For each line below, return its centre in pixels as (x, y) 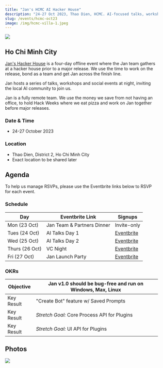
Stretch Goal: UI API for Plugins (72, 329)
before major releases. (27, 108)
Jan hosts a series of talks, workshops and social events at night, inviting (78, 84)
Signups (128, 217)
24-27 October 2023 (33, 131)
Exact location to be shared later (44, 159)
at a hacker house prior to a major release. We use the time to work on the (79, 69)
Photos (16, 349)
